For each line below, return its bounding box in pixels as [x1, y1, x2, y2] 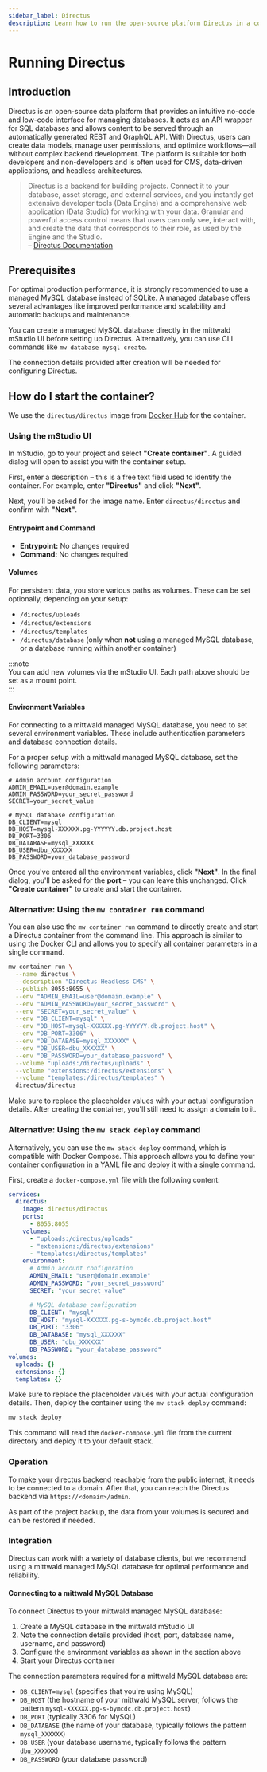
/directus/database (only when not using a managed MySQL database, [19, 635, 254, 644]
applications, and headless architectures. [8, 165, 143, 175]
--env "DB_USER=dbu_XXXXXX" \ [15, 1044, 115, 1053]
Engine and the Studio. [27, 232, 103, 242]
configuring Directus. [8, 366, 78, 376]
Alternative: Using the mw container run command [8, 904, 205, 915]
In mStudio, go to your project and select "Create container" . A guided [8, 448, 242, 459]
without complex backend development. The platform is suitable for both [8, 148, 246, 158]
